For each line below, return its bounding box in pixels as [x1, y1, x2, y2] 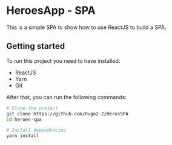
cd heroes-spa [6, 116, 42, 123]
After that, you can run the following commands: [6, 93, 127, 100]
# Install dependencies [6, 127, 67, 134]
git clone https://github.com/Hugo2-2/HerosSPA [6, 111, 129, 117]
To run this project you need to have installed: [6, 57, 121, 64]
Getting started [6, 41, 65, 51]
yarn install [6, 133, 39, 139]
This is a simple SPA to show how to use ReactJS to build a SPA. [6, 24, 167, 31]
